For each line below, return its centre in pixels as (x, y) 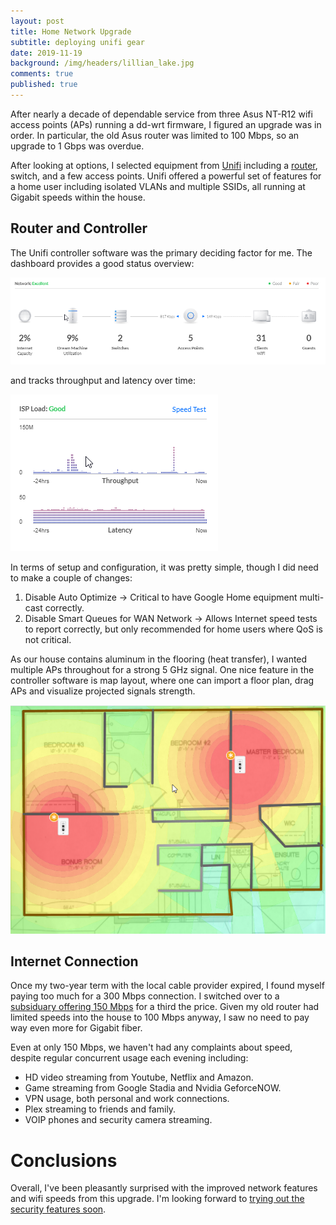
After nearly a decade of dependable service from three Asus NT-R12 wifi (161, 114)
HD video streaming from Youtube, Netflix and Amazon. (139, 1077)
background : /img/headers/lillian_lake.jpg (102, 63)
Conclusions (64, 1160)
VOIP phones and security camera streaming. (118, 1120)
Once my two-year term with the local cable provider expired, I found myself (167, 986)
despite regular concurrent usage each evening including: (129, 1058)
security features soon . (58, 1209)
